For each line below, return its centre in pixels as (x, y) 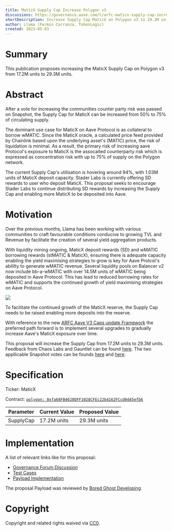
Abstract (24, 95)
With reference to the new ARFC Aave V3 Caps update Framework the (79, 323)
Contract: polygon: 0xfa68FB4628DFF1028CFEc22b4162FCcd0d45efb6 (74, 399)
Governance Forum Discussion (45, 467)
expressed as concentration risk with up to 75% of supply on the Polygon (83, 157)
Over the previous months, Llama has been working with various (73, 229)
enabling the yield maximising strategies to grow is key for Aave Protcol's (82, 260)
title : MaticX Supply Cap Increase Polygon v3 (56, 10)
